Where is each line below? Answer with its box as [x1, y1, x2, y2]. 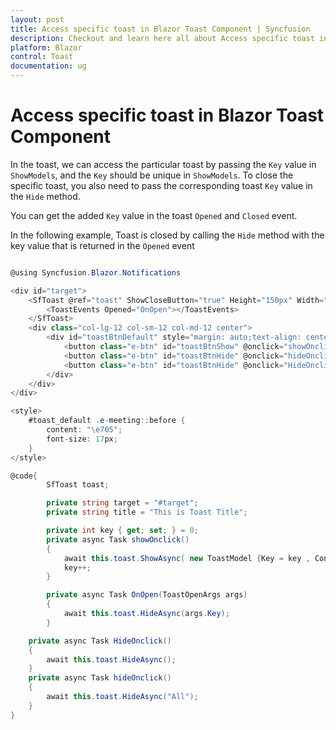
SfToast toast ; [46, 480, 110, 490]
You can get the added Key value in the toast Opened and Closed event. [10, 209, 298, 221]
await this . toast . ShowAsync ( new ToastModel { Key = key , [63, 553, 311, 563]
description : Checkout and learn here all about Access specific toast [10, 33, 315, 43]
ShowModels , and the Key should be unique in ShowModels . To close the [10, 169, 294, 181]
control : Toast [10, 52, 74, 62]
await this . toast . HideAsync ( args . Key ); [63, 609, 230, 619]
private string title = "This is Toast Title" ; [46, 507, 248, 518]
